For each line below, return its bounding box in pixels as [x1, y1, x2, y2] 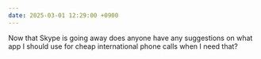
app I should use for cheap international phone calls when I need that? [8, 41, 238, 51]
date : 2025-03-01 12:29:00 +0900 [8, 11, 119, 20]
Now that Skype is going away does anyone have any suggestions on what [8, 33, 253, 42]
